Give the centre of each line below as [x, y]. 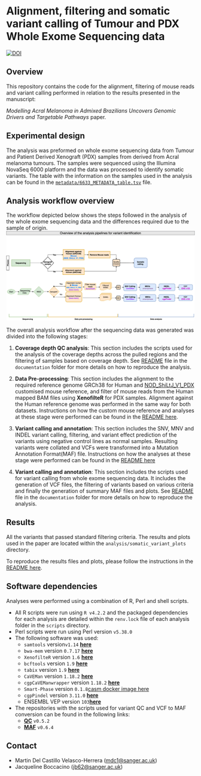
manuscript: [21, 99]
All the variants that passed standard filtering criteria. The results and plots [98, 536]
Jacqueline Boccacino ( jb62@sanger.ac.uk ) [69, 766]
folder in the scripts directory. [52, 625]
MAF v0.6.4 [39, 727]
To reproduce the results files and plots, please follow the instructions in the [100, 561]
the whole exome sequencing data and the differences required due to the [98, 222]
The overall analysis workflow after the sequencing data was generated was [100, 330]
